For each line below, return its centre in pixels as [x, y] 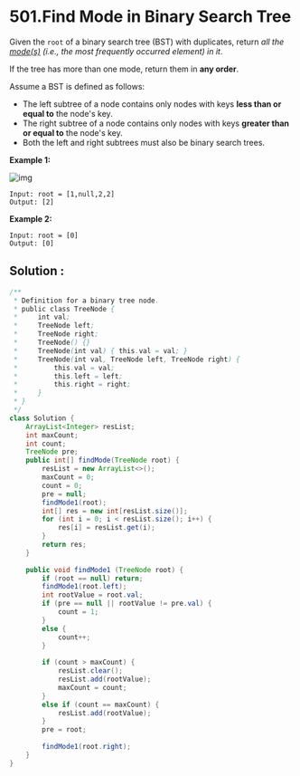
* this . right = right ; [72, 385]
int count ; [46, 444]
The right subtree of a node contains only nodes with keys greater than [155, 123]
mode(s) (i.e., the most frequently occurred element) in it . [116, 51]
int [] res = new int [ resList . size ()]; [115, 511]
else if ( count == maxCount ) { [101, 704]
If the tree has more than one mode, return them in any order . [124, 69]
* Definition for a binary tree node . [86, 301]
